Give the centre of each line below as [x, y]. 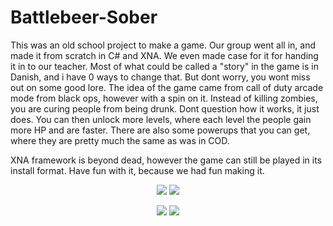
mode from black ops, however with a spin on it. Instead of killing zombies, [164, 98]
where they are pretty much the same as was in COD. [120, 140]
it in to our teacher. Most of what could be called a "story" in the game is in [164, 66]
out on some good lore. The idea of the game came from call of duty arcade [167, 87]
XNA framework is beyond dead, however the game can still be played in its [166, 160]
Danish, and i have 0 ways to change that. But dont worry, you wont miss [160, 77]
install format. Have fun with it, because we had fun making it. [137, 170]
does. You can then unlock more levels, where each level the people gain [161, 119]
